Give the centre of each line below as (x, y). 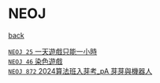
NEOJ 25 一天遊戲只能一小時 (53, 51)
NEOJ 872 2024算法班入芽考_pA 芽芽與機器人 (80, 70)
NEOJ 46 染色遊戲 (35, 61)
